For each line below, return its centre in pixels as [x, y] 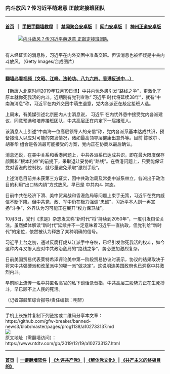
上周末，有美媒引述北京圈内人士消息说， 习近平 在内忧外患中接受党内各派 [82, 114]
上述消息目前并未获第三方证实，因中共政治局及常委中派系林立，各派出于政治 [85, 178]
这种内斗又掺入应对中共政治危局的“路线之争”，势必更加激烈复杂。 [74, 248]
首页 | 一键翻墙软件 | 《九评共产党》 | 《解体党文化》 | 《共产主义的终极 [81, 360]
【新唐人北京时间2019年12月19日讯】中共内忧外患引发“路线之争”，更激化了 [83, 91]
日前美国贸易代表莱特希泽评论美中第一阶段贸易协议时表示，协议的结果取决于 [85, 259]
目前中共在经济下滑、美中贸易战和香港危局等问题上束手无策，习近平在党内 [83, 195]
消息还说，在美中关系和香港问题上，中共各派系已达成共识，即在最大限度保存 [85, 155]
